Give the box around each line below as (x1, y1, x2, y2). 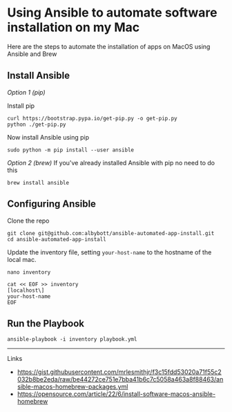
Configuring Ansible (7, 198, 97, 210)
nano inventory (7, 268, 51, 276)
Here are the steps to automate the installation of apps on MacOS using (7, 42, 211, 50)
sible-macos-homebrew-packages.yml (17, 382, 128, 391)
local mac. (7, 255, 37, 263)
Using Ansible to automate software (7, 5, 217, 21)
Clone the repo (7, 216, 50, 225)
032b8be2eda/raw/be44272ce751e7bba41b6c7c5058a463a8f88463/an (17, 375, 224, 384)
